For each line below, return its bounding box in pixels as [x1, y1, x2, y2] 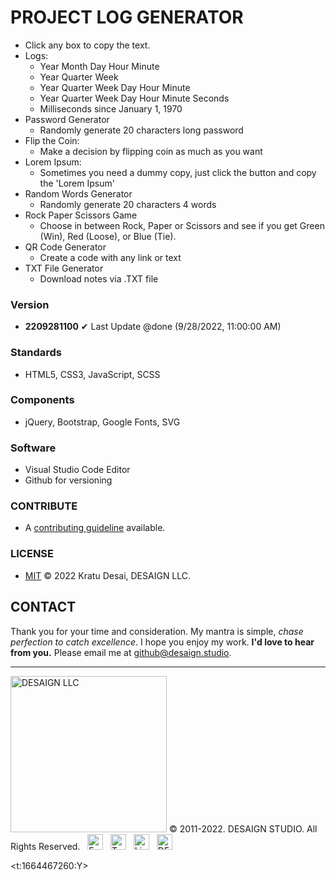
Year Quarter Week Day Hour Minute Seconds [39, 92, 230, 104]
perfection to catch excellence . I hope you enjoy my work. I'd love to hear [10, 636, 315, 648]
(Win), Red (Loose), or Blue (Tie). [39, 230, 177, 242]
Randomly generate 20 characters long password [39, 124, 244, 136]
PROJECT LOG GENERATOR [10, 6, 244, 29]
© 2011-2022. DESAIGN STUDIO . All [168, 822, 318, 835]
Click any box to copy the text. [24, 39, 151, 51]
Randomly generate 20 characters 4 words [39, 198, 217, 210]
